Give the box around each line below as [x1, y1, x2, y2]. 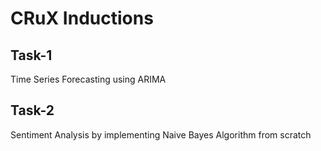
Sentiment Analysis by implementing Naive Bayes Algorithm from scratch [10, 128, 312, 141]
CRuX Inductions [10, 7, 154, 30]
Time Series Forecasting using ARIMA [10, 73, 167, 85]
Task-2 [10, 102, 55, 119]
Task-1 [10, 47, 53, 64]
